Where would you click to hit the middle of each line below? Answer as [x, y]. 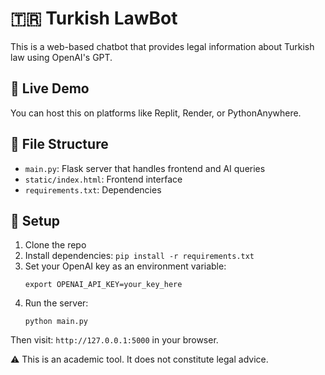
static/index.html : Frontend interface [103, 179]
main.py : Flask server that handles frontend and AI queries [145, 168]
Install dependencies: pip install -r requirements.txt [139, 256]
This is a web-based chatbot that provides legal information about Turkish [162, 46]
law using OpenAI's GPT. [61, 57]
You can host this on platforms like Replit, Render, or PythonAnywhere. [156, 113]
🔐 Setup [35, 220]
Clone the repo [55, 245]
